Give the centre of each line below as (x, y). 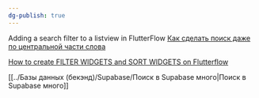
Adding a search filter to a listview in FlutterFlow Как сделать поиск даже (129, 38)
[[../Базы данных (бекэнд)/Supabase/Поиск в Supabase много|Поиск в (128, 77)
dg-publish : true (37, 15)
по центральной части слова (57, 46)
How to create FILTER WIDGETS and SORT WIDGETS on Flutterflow (118, 62)
